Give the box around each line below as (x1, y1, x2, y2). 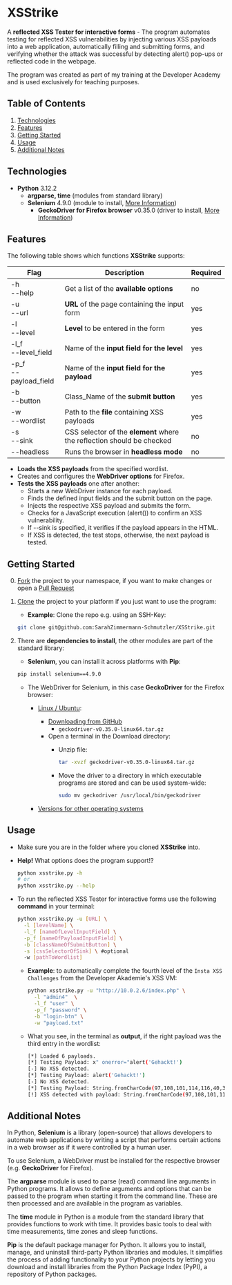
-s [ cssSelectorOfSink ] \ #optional (23, 948, 129, 955)
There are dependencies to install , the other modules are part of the (17, 637, 213, 645)
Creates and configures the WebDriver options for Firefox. (17, 472, 185, 481)
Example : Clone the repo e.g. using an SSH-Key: (27, 611, 166, 619)
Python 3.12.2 (17, 184, 57, 192)
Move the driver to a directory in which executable (58, 771, 202, 779)
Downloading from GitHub (48, 717, 123, 725)
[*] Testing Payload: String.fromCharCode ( (27, 1085, 155, 1092)
